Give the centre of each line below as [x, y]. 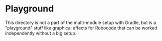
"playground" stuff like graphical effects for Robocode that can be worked [81, 27]
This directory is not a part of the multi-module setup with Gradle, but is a [81, 22]
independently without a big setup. [41, 33]
